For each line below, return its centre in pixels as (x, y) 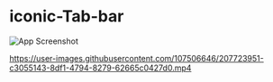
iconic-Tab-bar (67, 16)
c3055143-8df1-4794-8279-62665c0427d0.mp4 (100, 68)
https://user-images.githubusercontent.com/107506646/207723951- (136, 58)
